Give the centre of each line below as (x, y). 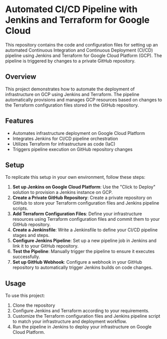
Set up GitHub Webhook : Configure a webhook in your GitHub (77, 262)
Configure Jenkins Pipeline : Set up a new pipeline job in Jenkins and (85, 240)
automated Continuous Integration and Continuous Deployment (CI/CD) (79, 50)
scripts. (20, 209)
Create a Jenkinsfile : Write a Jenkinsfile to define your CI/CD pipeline (85, 230)
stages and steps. (31, 235)
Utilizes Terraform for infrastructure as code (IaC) (64, 144)
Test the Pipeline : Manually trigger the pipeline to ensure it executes (83, 252)
